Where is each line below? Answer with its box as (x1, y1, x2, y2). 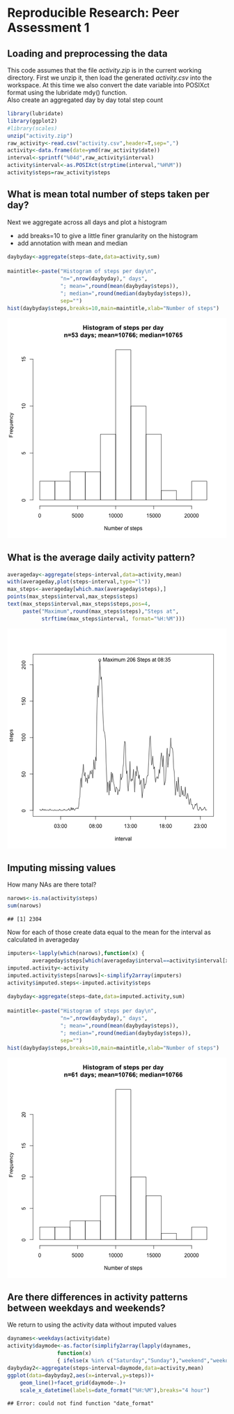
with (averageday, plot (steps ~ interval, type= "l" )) (7, 578, 151, 585)
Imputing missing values (7, 862, 116, 874)
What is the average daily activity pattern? (7, 552, 196, 564)
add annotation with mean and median (17, 239, 128, 247)
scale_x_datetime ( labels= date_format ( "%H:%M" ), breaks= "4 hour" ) (19, 1387, 210, 1394)
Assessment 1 (7, 20, 90, 36)
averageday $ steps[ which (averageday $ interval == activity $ (32, 957, 198, 965)
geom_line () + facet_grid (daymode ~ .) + (19, 1379, 127, 1386)
